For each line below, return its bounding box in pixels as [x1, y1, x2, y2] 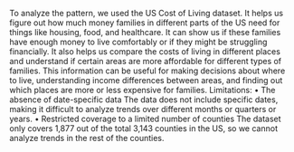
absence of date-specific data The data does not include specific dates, [9, 94, 279, 105]
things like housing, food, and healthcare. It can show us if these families [9, 27, 281, 37]
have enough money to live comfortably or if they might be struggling [9, 36, 268, 47]
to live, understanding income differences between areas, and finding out [9, 75, 283, 85]
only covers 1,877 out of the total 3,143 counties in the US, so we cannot [9, 123, 279, 134]
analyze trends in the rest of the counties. [9, 133, 165, 143]
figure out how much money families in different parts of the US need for [9, 17, 280, 28]
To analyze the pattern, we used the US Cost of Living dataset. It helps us [9, 8, 283, 18]
